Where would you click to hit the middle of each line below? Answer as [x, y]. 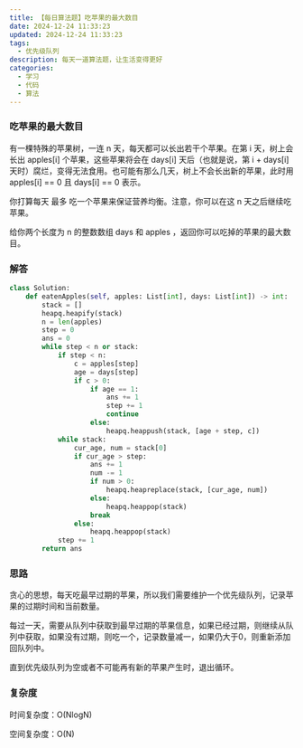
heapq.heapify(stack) [83, 313]
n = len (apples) [72, 322]
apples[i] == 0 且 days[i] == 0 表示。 [78, 182]
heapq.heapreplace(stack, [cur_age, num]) [187, 490]
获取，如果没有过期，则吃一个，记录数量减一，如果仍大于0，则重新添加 [158, 637]
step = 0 [58, 330]
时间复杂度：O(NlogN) [51, 715]
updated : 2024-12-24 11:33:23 [66, 34]
